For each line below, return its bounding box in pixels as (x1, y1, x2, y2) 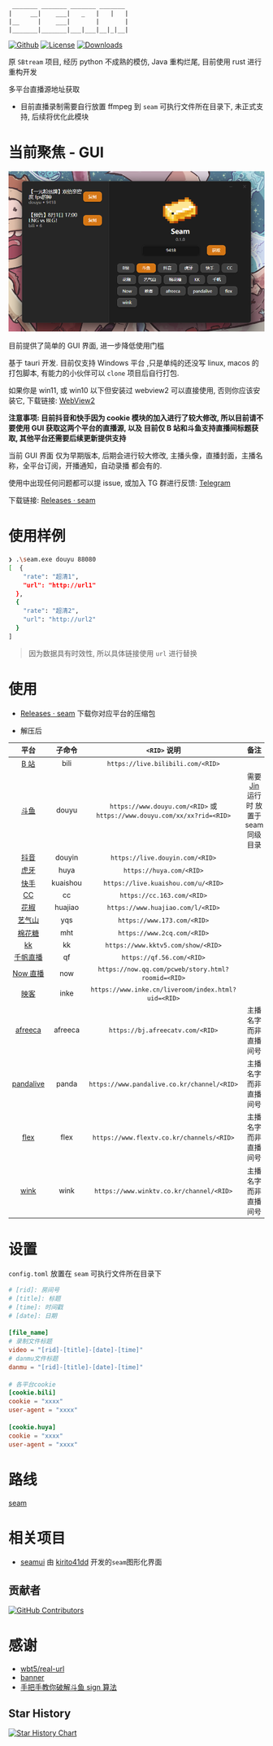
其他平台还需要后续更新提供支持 (19, 433, 127, 444)
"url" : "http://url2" (23, 615, 96, 624)
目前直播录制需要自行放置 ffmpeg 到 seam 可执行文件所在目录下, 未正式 (19, 102, 257, 111)
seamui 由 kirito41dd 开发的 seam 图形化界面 (19, 1557, 162, 1567)
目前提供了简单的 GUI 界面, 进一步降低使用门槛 (8, 341, 165, 351)
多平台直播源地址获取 (8, 85, 80, 94)
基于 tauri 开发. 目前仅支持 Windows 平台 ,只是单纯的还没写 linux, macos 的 (8, 358, 260, 368)
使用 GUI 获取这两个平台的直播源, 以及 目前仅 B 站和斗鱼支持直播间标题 (15, 423, 252, 433)
